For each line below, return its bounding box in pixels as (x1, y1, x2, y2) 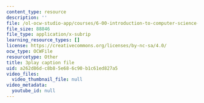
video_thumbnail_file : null (12, 76, 83, 82)
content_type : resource (6, 8, 67, 15)
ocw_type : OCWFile (6, 48, 53, 55)
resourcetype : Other (6, 54, 59, 60)
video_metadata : (6, 82, 47, 88)
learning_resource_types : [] (6, 37, 80, 43)
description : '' (6, 15, 47, 21)
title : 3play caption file (6, 59, 75, 65)
